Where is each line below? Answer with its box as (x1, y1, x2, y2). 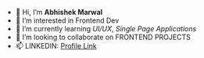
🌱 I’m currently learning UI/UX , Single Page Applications (15, 24, 197, 33)
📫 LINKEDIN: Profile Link (15, 42, 97, 50)
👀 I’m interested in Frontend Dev (15, 16, 120, 25)
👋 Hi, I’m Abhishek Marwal (15, 8, 103, 16)
